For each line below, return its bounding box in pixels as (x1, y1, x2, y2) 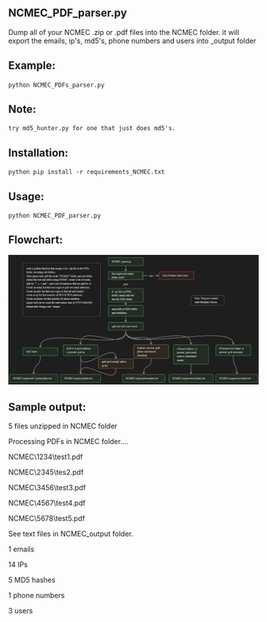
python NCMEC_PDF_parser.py (8, 212, 102, 220)
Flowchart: (8, 234, 64, 247)
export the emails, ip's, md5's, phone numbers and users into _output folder (8, 36, 257, 45)
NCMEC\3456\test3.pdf (8, 483, 86, 493)
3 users (8, 606, 33, 616)
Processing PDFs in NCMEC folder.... (8, 437, 129, 446)
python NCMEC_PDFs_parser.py (8, 81, 105, 89)
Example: (8, 59, 56, 72)
